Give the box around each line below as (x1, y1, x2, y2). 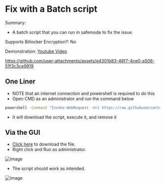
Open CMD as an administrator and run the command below (12, 95, 134, 101)
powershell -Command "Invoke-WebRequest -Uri (5, 105, 100, 110)
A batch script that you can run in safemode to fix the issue (12, 29, 132, 35)
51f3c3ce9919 (5, 63, 34, 69)
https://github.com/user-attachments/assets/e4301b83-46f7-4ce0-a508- (5, 58, 155, 63)
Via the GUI (5, 128, 40, 137)
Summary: (5, 20, 26, 26)
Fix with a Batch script (5, 3, 98, 15)
